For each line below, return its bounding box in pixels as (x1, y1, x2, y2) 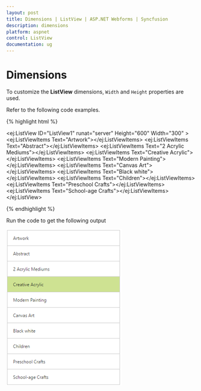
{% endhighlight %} (6, 205, 55, 212)
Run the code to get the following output (6, 217, 107, 224)
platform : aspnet (6, 29, 50, 35)
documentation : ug (6, 42, 52, 48)
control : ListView (6, 35, 52, 42)
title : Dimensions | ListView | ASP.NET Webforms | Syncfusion (6, 16, 169, 22)
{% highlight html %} (6, 117, 58, 125)
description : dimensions (6, 22, 69, 28)
